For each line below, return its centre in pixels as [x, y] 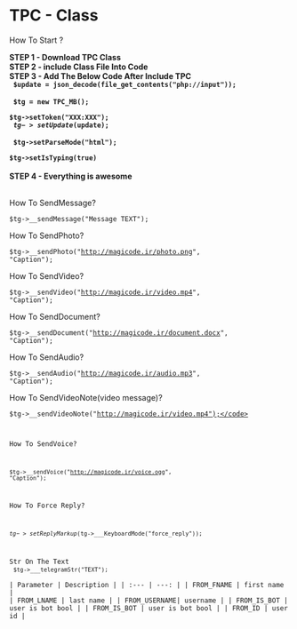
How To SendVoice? [43, 444]
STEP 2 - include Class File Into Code [79, 67]
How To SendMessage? [52, 203]
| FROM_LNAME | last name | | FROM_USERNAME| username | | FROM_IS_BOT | [149, 601]
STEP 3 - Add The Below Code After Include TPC [100, 76]
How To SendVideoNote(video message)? [86, 397]
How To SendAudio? [47, 357]
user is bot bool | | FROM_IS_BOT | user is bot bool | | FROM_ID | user [149, 608]
